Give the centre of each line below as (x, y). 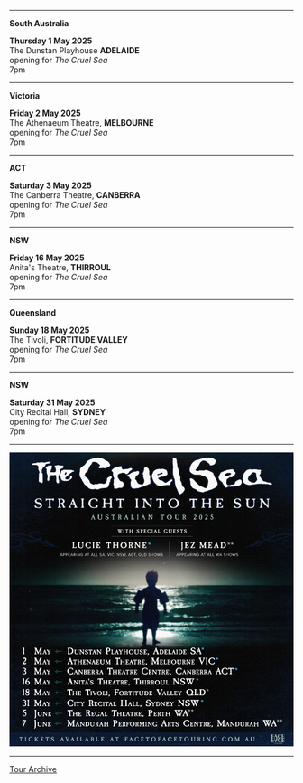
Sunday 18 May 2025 (50, 330)
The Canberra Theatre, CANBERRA (75, 195)
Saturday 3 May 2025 (50, 185)
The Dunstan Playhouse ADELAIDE (74, 50)
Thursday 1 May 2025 (51, 41)
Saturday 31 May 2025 (52, 402)
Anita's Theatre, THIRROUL (60, 267)
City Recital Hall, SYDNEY (58, 412)
